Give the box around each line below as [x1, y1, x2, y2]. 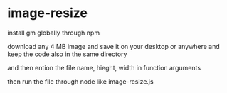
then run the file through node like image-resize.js [7, 77, 154, 86]
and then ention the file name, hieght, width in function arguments [7, 63, 201, 72]
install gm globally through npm [7, 28, 100, 37]
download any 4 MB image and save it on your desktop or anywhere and [7, 42, 221, 50]
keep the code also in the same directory [7, 50, 127, 58]
